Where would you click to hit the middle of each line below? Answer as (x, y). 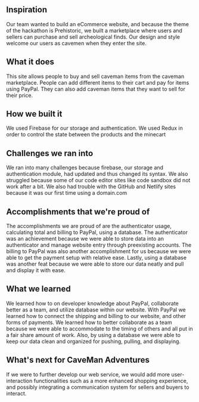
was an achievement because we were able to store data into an (85, 239)
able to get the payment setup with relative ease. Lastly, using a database (96, 258)
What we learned (38, 289)
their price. (20, 95)
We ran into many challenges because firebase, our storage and (85, 168)
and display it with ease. (36, 270)
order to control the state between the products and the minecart (86, 135)
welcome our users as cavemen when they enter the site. (77, 43)
